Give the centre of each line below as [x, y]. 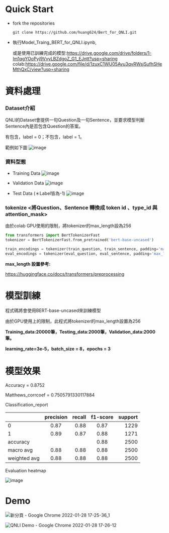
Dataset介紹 [20, 108]
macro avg [20, 450]
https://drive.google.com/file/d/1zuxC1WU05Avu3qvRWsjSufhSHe [94, 64]
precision [56, 417]
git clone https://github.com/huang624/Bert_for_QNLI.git [74, 32]
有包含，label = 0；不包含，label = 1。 [45, 137]
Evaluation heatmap [26, 471]
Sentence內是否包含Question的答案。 [44, 126]
